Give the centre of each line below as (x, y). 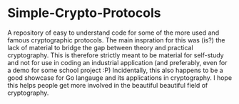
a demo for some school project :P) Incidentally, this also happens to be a (115, 70)
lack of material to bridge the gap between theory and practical (101, 47)
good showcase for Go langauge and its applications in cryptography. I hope (120, 77)
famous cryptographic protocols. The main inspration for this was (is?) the (116, 40)
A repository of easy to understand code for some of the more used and (113, 33)
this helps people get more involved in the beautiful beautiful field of (108, 85)
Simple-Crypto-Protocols (84, 13)
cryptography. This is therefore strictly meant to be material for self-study (116, 55)
